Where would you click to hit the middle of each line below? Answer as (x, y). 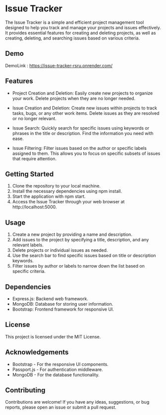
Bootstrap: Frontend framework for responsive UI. (63, 309)
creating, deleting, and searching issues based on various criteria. (73, 38)
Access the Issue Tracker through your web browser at (68, 202)
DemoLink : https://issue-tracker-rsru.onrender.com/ (59, 65)
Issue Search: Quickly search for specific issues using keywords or (81, 128)
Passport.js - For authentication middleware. (57, 369)
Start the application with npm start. (49, 196)
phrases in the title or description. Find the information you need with (83, 133)
